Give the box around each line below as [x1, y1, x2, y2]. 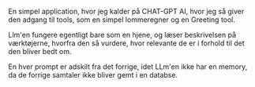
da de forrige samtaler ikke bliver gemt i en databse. [8, 71, 178, 79]
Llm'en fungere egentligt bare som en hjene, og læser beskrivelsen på [8, 31, 237, 39]
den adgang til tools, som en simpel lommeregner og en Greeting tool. [8, 15, 235, 24]
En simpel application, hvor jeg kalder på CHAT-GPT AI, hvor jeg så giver [8, 7, 245, 16]
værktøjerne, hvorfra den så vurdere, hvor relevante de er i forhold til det [8, 38, 245, 48]
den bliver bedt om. [8, 47, 72, 56]
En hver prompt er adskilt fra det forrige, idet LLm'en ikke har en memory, [8, 62, 248, 71]
